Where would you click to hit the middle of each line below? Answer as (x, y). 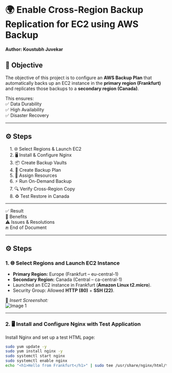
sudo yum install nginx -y (34, 351)
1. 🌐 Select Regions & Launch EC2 (46, 149)
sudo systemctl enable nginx (36, 361)
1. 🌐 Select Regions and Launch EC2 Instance (63, 263)
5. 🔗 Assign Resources (34, 175)
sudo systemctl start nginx (35, 356)
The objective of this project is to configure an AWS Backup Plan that (79, 78)
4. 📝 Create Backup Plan (36, 170)
